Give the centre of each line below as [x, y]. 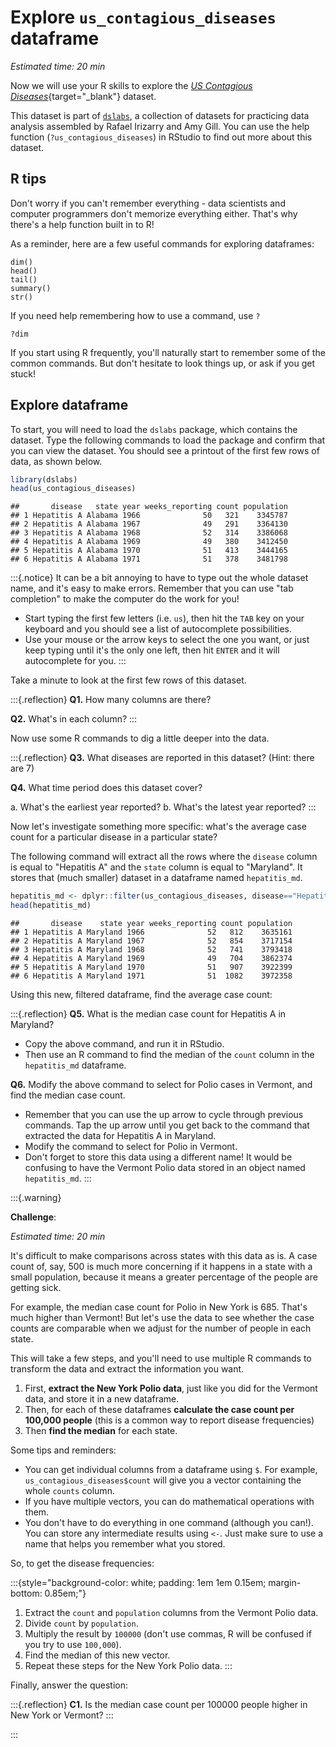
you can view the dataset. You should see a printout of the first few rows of [165, 450]
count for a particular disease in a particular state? [114, 837]
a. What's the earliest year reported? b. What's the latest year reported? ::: [163, 807]
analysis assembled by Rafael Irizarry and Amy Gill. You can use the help [160, 126]
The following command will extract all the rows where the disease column [164, 857]
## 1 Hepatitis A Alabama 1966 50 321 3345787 [149, 516]
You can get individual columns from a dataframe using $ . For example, [171, 1470]
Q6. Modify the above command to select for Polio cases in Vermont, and [161, 1085]
